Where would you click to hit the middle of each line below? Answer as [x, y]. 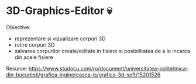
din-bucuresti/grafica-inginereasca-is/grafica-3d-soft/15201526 [83, 75]
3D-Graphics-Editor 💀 [59, 11]
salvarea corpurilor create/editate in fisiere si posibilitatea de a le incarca [102, 51]
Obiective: [18, 27]
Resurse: [17, 68]
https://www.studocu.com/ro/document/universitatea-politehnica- [108, 68]
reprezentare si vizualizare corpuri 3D [60, 38]
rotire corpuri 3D [35, 44]
